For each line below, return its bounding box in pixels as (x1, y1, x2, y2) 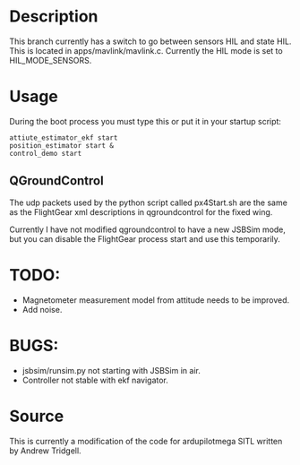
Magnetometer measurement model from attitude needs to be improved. (21, 294, 290, 306)
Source (9, 406, 64, 426)
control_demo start (9, 149, 82, 158)
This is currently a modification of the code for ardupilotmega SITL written (9, 435, 283, 446)
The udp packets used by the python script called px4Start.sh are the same (9, 197, 288, 208)
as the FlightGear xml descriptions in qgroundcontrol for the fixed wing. (9, 206, 273, 217)
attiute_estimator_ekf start (9, 133, 118, 142)
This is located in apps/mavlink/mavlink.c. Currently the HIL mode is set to (9, 45, 284, 56)
